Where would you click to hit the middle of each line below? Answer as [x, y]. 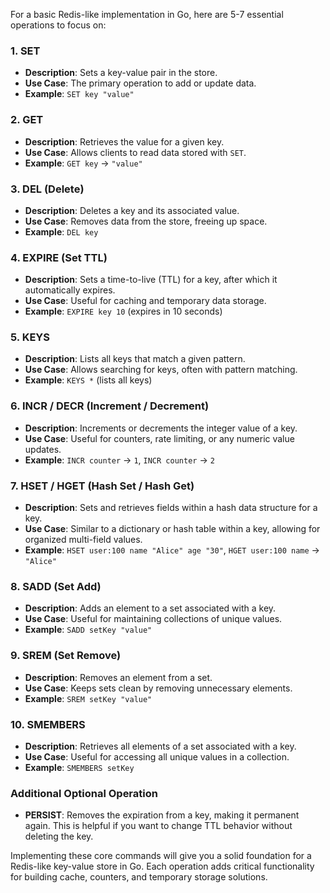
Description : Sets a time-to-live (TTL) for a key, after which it [151, 280]
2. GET [27, 120]
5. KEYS [30, 337]
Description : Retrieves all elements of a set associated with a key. [160, 746]
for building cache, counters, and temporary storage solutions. [139, 877]
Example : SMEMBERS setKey [79, 767]
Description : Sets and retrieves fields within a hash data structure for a [171, 508]
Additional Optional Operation [84, 793]
